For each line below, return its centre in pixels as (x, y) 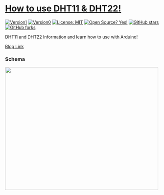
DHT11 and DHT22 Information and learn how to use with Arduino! (71, 37)
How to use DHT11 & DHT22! (63, 9)
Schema (15, 59)
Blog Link (14, 46)
